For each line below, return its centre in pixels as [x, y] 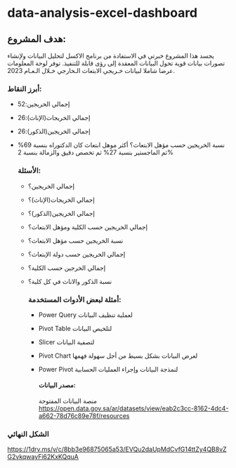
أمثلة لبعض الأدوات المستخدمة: [74, 299]
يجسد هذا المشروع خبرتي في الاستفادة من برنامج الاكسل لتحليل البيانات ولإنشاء [111, 56]
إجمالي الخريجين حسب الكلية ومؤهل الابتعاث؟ [88, 227]
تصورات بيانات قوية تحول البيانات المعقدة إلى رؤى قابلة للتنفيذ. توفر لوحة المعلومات [116, 63]
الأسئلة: [29, 171]
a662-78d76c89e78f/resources [84, 416]
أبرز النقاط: [25, 89]
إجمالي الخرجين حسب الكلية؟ [67, 268]
